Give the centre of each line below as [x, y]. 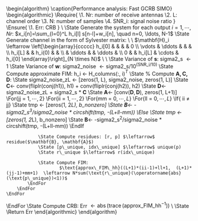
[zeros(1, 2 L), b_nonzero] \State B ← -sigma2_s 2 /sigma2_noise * [84, 119]
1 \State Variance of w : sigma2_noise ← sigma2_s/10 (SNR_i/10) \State [90, 66]
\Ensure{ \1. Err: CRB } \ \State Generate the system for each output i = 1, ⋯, [99, 27]
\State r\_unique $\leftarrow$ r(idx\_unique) [96, 152]
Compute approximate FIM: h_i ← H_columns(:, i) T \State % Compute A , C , [97, 73]
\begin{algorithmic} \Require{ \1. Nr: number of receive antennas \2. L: [92, 15]
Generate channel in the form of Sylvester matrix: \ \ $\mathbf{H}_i [88, 40]
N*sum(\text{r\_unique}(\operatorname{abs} [127, 173]
